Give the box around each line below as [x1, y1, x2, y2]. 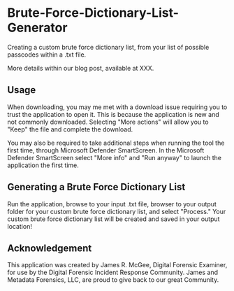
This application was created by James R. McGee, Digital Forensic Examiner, [7, 261, 228, 269]
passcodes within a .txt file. [7, 50, 87, 59]
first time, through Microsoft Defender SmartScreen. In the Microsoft [7, 145, 205, 155]
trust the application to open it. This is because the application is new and [7, 110, 219, 118]
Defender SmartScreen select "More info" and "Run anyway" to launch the [7, 153, 222, 162]
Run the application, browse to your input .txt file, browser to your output [7, 199, 217, 208]
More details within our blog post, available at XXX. [7, 64, 154, 72]
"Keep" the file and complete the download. [7, 125, 133, 134]
